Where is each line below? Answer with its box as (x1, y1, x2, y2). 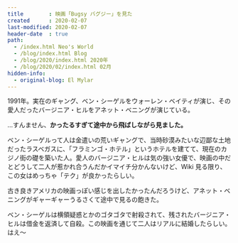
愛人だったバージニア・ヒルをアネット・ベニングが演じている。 (7, 106, 194, 114)
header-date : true (7, 30, 69, 38)
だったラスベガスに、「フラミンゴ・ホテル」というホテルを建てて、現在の (7, 145, 222, 153)
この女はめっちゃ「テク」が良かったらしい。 (7, 171, 139, 180)
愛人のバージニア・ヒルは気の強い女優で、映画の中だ (75, 153, 231, 162)
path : (7, 37, 23, 44)
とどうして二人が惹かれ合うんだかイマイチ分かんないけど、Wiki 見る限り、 (7, 163, 227, 171)
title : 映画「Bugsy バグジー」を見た (7, 10, 133, 18)
